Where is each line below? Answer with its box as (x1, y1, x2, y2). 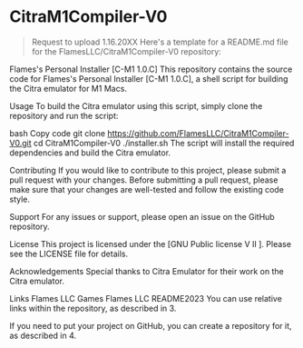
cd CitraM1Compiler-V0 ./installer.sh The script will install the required (33, 137, 295, 148)
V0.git (9, 137, 32, 148)
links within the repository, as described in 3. (9, 303, 177, 313)
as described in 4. (9, 330, 77, 341)
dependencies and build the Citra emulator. (9, 147, 171, 158)
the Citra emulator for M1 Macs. (9, 83, 127, 94)
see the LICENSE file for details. (9, 248, 129, 259)
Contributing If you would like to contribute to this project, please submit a (9, 164, 287, 175)
